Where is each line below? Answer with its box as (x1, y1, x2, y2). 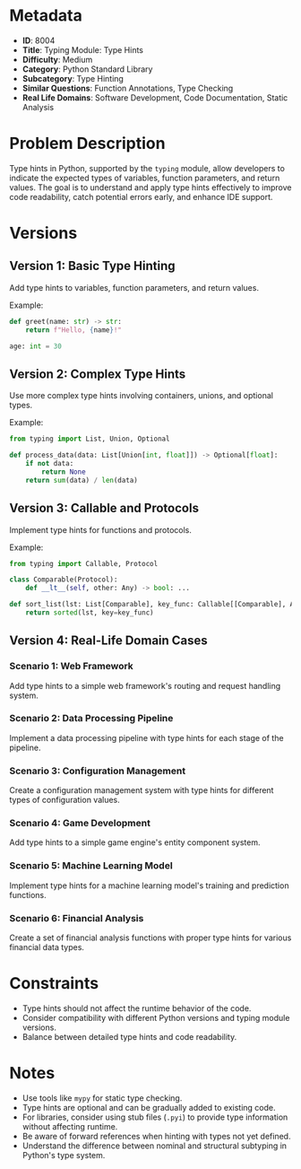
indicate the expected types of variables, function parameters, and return (9, 172, 280, 183)
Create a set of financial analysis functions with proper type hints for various (9, 932, 292, 943)
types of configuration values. (9, 795, 121, 806)
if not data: (25, 459, 74, 468)
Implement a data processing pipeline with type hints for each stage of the (9, 732, 284, 743)
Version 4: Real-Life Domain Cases (9, 633, 208, 649)
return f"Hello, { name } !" (25, 325, 123, 335)
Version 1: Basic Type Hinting (9, 258, 176, 274)
